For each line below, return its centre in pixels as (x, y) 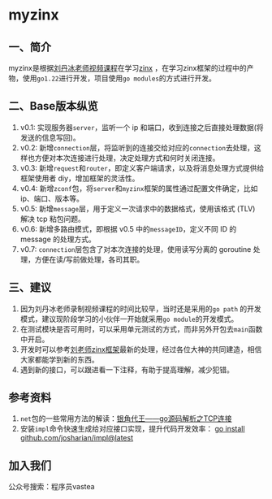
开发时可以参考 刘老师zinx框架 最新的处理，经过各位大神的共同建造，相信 (141, 349)
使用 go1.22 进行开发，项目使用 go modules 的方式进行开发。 (119, 78)
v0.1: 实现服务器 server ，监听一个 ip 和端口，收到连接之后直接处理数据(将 (142, 127)
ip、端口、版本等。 (52, 198)
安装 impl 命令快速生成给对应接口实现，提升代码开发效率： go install (132, 429)
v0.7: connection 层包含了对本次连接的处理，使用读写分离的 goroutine (136, 249)
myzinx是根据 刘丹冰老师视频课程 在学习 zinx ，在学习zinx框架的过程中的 (127, 68)
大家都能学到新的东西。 (59, 359)
